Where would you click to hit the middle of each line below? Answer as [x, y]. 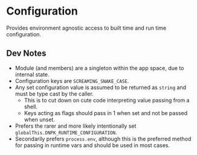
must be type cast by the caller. [54, 94]
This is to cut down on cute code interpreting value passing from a [107, 100]
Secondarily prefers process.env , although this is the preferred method [103, 139]
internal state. [32, 74]
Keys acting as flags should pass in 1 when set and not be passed [106, 113]
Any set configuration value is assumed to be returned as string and [100, 87]
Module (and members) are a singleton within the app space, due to [99, 68]
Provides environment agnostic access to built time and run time [86, 28]
